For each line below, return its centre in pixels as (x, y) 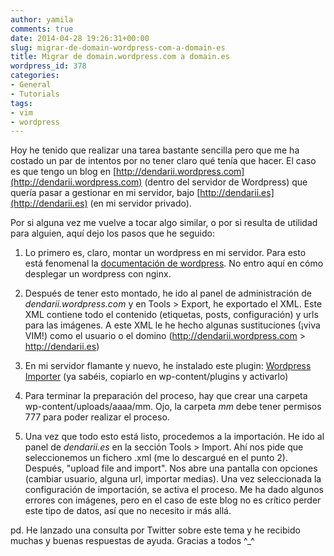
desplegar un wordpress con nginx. (98, 274)
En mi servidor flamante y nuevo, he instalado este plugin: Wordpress (168, 366)
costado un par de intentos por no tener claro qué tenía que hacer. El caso (163, 161)
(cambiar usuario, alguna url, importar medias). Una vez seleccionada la (173, 479)
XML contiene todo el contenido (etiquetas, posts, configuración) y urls (171, 315)
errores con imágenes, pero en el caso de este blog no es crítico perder (173, 500)
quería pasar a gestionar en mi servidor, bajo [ (105, 193)
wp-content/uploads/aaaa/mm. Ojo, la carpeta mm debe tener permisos (173, 407)
